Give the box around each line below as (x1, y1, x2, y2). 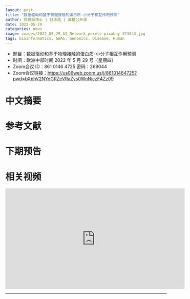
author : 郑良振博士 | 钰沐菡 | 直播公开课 (5, 17, 87, 22)
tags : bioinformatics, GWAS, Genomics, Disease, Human (5, 36, 125, 41)
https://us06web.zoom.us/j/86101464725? (47, 70, 137, 76)
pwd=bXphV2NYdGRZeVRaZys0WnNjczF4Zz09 (12, 75, 114, 82)
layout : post (5, 7, 33, 13)
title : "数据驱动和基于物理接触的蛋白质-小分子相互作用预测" (5, 12, 120, 17)
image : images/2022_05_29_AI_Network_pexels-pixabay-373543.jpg (5, 31, 145, 36)
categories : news (5, 27, 43, 32)
